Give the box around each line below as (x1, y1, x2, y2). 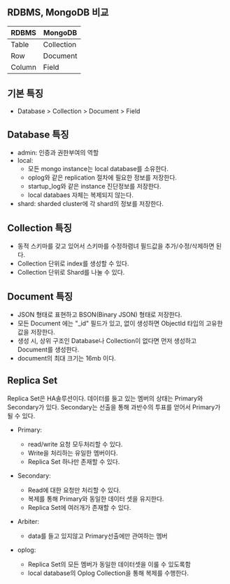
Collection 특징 (7, 222, 72, 234)
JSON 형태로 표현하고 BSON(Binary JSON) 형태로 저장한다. (17, 310, 182, 319)
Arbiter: (17, 517, 40, 525)
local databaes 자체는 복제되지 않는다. (27, 191, 134, 199)
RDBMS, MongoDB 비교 (7, 6, 109, 19)
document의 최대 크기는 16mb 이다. (17, 354, 117, 363)
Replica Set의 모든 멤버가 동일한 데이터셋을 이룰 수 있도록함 (27, 560, 191, 568)
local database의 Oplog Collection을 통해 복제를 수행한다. (27, 569, 189, 577)
